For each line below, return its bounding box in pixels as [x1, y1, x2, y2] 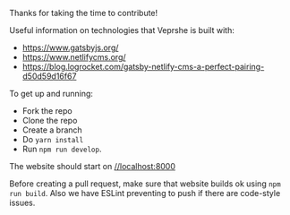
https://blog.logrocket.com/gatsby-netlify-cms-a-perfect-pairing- [21, 62, 265, 72]
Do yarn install [21, 134, 84, 144]
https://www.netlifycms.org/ [21, 52, 127, 62]
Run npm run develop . [21, 143, 102, 154]
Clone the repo [21, 116, 78, 125]
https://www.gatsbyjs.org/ [21, 42, 119, 53]
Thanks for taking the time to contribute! [9, 8, 158, 18]
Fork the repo [21, 106, 73, 116]
